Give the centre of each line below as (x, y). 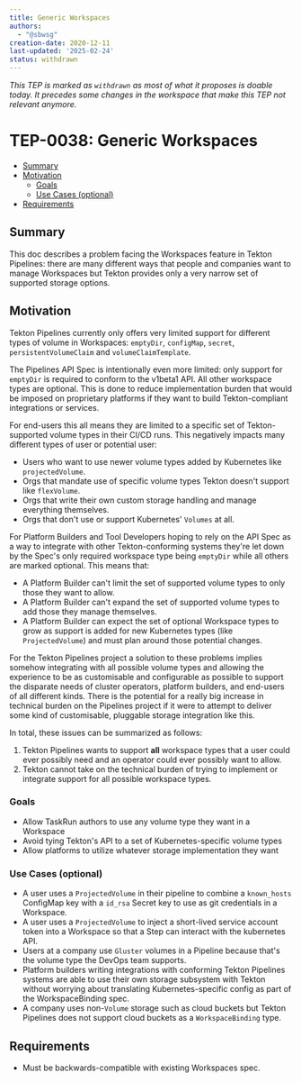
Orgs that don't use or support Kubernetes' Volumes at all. (128, 519)
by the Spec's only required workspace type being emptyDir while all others (149, 556)
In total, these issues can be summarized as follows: (106, 732)
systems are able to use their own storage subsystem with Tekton (144, 979)
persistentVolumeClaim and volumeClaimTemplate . (100, 351)
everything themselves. (66, 509)
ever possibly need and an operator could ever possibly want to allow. (152, 759)
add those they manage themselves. (89, 611)
